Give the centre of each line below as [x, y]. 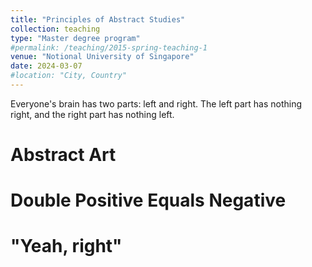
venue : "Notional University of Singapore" [102, 57]
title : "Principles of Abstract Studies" [98, 19]
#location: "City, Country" [69, 76]
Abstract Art [63, 155]
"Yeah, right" [66, 246]
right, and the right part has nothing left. [92, 114]
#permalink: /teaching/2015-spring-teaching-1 [109, 47]
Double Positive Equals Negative [148, 200]
